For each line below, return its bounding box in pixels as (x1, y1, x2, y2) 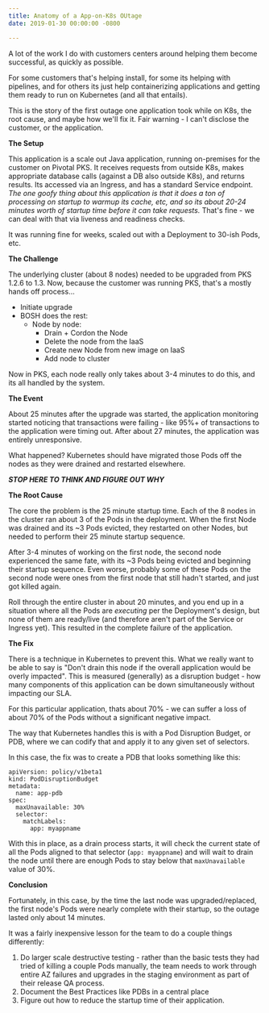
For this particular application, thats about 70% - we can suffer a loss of (8, 703, 247, 714)
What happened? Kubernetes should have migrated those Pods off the (8, 450, 242, 460)
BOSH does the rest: (19, 311, 89, 320)
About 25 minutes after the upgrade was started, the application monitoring (8, 409, 259, 419)
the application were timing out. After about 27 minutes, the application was (8, 426, 259, 436)
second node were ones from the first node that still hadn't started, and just (8, 573, 259, 582)
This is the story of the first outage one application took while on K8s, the (8, 106, 252, 115)
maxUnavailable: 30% (15, 803, 85, 811)
